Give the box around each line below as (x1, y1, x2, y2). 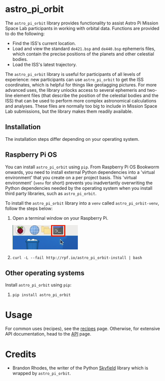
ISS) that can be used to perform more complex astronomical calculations (5, 97, 157, 103)
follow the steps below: (5, 205, 53, 211)
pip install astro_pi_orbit (12, 293, 71, 298)
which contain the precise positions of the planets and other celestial (12, 51, 155, 57)
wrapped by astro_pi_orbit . (12, 371, 71, 377)
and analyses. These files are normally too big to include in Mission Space (5, 103, 158, 109)
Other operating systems (5, 269, 85, 277)
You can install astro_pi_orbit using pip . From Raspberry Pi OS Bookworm (5, 164, 160, 170)
